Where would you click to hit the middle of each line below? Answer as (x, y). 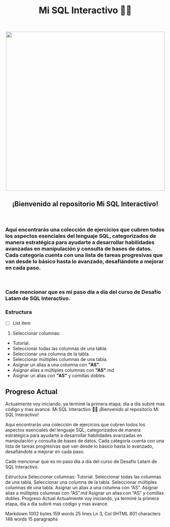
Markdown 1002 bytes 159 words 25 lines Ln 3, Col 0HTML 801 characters (83, 514)
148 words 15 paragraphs (32, 519)
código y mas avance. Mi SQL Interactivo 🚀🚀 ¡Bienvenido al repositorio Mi (82, 409)
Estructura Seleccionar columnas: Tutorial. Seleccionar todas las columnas (83, 477)
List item (22, 323)
